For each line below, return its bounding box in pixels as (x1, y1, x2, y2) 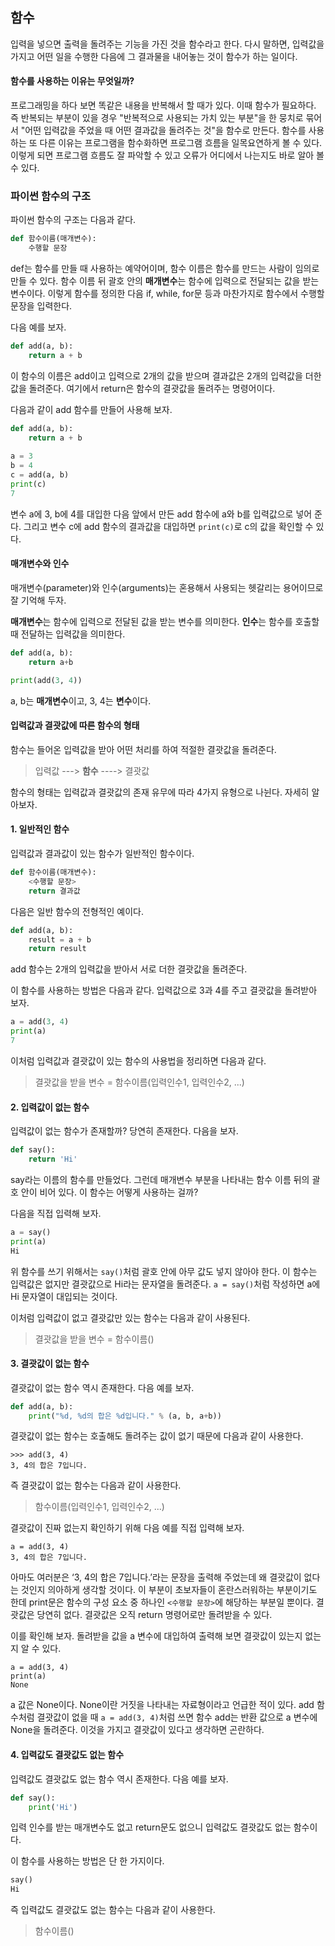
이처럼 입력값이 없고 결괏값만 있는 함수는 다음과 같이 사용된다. (10, 1311, 251, 1323)
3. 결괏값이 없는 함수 (10, 1358, 90, 1370)
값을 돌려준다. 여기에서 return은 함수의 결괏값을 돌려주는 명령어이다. (10, 382, 276, 394)
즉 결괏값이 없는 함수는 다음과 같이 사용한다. (10, 1479, 182, 1492)
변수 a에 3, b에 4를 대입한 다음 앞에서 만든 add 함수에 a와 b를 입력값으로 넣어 (10, 508, 313, 520)
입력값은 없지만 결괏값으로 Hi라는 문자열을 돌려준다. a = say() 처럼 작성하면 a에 (10, 1278, 321, 1290)
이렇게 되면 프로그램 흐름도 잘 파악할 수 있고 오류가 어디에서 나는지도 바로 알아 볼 (10, 149, 325, 162)
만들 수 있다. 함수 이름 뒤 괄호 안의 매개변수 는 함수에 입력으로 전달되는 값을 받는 (10, 275, 320, 287)
